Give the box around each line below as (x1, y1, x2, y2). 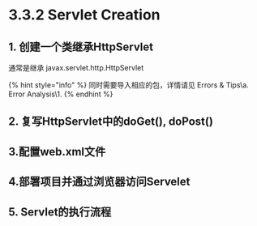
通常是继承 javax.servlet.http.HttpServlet (8, 63, 144, 72)
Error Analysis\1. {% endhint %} (8, 89, 114, 99)
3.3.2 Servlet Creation (8, 6, 161, 24)
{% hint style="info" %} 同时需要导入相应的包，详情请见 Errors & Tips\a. (8, 80, 249, 90)
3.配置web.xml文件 (8, 144, 106, 159)
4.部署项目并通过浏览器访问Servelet (8, 175, 191, 189)
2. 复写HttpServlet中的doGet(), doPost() (8, 115, 213, 129)
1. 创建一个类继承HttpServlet (8, 40, 154, 53)
